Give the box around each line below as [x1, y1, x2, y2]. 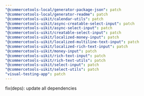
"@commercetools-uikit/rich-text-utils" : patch [5, 58, 106, 63]
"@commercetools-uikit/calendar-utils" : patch [5, 16, 104, 21]
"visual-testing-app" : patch [5, 72, 66, 77]
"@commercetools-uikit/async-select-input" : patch [5, 26, 113, 31]
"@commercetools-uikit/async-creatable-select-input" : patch [5, 21, 135, 26]
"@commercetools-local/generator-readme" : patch [5, 12, 108, 17]
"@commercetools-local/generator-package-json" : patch [5, 7, 122, 12]
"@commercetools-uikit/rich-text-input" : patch [5, 53, 106, 58]
